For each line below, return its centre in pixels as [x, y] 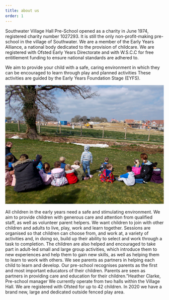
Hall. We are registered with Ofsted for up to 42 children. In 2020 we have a [83, 286]
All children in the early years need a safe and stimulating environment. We [83, 212]
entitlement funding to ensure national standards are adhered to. [72, 57]
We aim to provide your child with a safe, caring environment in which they [82, 67]
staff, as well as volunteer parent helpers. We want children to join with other [84, 222]
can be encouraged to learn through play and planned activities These [78, 72]
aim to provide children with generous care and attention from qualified [79, 217]
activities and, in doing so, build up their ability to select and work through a [84, 238]
